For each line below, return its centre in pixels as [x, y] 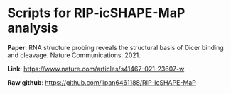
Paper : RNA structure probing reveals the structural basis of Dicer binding [116, 47]
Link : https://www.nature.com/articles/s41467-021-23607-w [96, 69]
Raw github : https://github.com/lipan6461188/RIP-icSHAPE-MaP [102, 82]
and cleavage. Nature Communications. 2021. [74, 55]
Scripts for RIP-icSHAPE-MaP [96, 13]
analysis [33, 28]
